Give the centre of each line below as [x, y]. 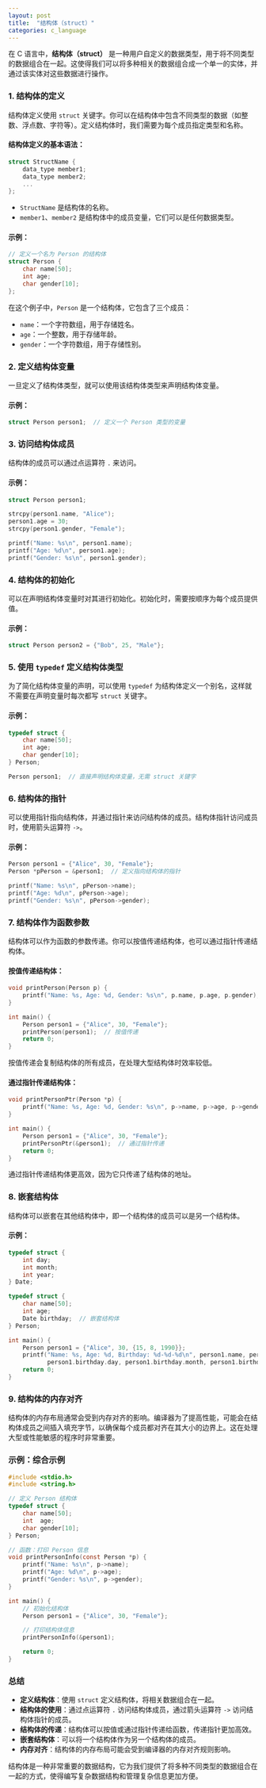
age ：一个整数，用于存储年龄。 [70, 334]
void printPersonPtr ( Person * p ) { [65, 1099]
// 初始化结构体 [46, 1608]
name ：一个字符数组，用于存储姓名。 [79, 324]
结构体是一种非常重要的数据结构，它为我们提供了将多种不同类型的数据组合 [129, 1767]
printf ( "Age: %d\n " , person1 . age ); [67, 551]
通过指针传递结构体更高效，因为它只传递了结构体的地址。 [102, 1174]
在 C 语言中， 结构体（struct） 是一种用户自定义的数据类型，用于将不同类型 [131, 54]
